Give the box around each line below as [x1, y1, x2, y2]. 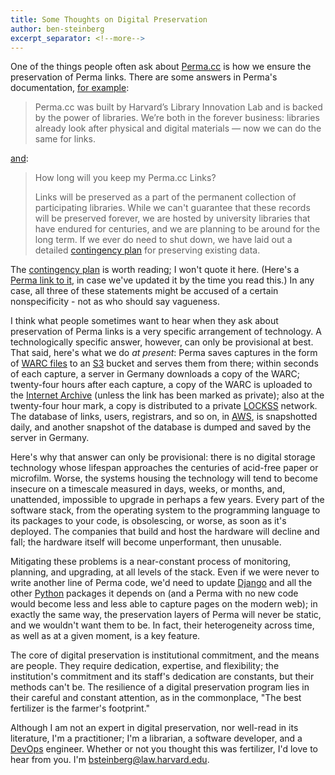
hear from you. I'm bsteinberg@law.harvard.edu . [10, 754, 210, 766]
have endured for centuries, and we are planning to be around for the [34, 223, 321, 235]
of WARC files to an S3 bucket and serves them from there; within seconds [10, 357, 319, 370]
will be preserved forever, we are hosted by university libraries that [34, 212, 311, 225]
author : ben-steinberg [10, 24, 105, 34]
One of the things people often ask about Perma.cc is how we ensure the [10, 61, 312, 73]
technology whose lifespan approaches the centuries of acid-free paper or [10, 462, 319, 474]
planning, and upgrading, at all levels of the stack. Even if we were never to [10, 566, 320, 578]
